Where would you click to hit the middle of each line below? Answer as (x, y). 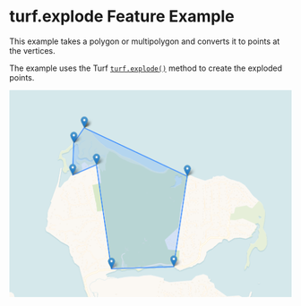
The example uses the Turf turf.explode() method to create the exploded (146, 68)
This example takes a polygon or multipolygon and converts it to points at (145, 41)
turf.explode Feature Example (122, 17)
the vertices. (32, 50)
